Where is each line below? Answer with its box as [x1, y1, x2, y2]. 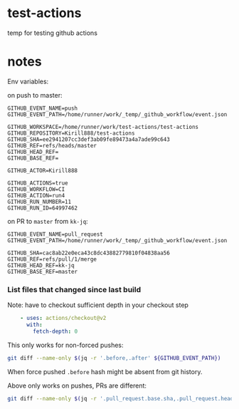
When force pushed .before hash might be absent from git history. [7, 367, 203, 376]
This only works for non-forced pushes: [7, 341, 124, 349]
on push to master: [7, 90, 63, 99]
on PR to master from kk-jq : [7, 217, 88, 225]
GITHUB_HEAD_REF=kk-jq [7, 262, 75, 269]
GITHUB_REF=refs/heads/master [7, 142, 97, 149]
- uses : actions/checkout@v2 [20, 315, 107, 322]
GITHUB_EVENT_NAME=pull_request [7, 230, 103, 238]
